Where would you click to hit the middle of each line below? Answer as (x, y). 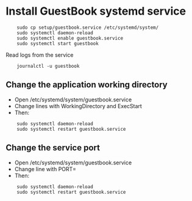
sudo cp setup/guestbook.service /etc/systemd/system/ (88, 27)
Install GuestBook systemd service (96, 11)
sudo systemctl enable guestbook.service (70, 38)
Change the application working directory (87, 85)
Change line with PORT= (45, 169)
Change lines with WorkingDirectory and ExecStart (78, 106)
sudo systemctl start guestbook (58, 43)
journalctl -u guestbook (48, 66)
